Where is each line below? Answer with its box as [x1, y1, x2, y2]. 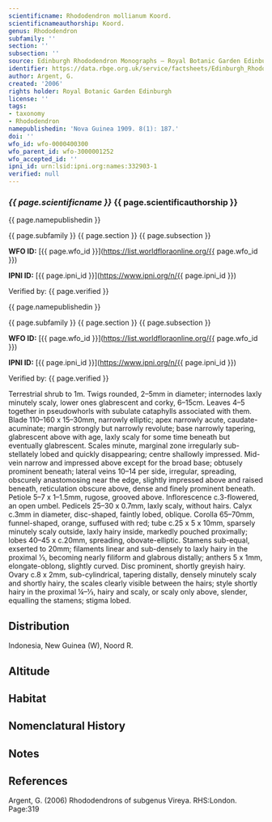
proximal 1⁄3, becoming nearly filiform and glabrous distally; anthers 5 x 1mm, [8, 552, 263, 563]
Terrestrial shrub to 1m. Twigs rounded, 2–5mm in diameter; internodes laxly [8, 390, 262, 399]
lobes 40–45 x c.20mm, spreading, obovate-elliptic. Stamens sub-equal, [8, 535, 250, 545]
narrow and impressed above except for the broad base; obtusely [23, 458, 243, 468]
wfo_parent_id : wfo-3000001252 [8, 147, 114, 155]
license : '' [8, 95, 49, 103]
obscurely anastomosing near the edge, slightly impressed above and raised [8, 475, 263, 485]
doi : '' [8, 132, 35, 140]
